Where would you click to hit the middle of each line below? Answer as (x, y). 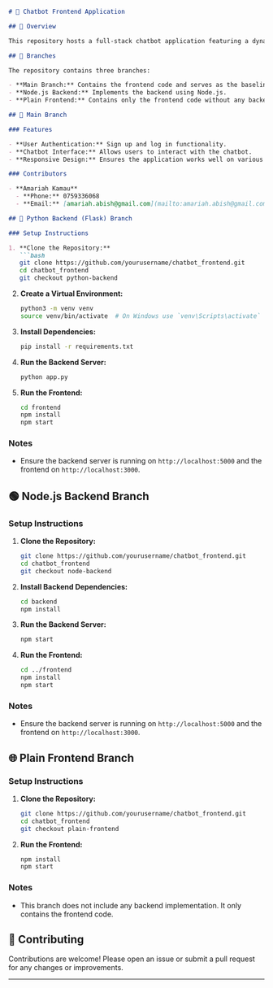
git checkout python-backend (68, 278)
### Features (30, 129)
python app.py (44, 377)
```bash (32, 255)
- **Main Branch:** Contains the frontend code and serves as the (123, 85)
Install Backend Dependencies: (74, 586)
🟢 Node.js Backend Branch (79, 496)
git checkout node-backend (66, 571)
